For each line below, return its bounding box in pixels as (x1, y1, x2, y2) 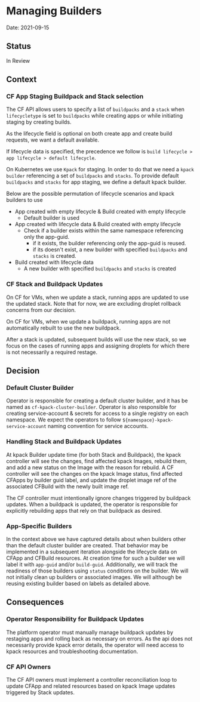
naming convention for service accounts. (47, 423, 149, 430)
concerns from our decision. (6, 306, 76, 313)
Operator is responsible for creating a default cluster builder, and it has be (6, 397, 188, 404)
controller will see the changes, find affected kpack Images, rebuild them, (6, 457, 187, 464)
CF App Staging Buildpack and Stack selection (6, 93, 144, 101)
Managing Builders (6, 4, 102, 18)
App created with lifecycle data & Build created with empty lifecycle (14, 221, 181, 228)
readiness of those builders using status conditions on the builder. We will (6, 567, 189, 574)
